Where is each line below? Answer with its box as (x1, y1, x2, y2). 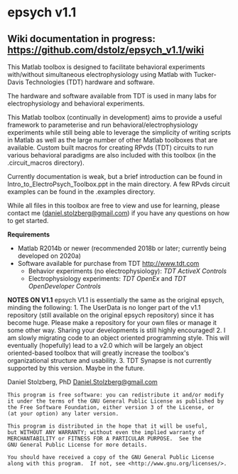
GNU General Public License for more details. (7, 441, 148, 448)
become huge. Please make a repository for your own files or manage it (7, 319, 217, 326)
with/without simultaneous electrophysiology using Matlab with (7, 71, 193, 78)
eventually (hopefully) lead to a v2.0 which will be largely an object (7, 341, 203, 349)
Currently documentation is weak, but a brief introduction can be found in (7, 172, 222, 180)
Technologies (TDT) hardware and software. (25, 78, 155, 86)
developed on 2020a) (17, 252, 82, 260)
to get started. (7, 217, 49, 225)
